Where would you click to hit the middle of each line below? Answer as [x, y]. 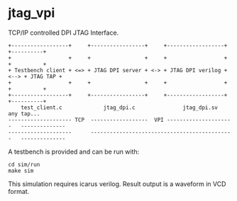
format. [19, 191]
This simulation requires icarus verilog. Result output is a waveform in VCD [117, 184]
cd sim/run [24, 164]
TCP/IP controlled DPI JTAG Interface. [64, 33]
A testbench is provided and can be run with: [74, 151]
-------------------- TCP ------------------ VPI [86, 120]
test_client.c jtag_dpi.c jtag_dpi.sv [120, 108]
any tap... [24, 114]
